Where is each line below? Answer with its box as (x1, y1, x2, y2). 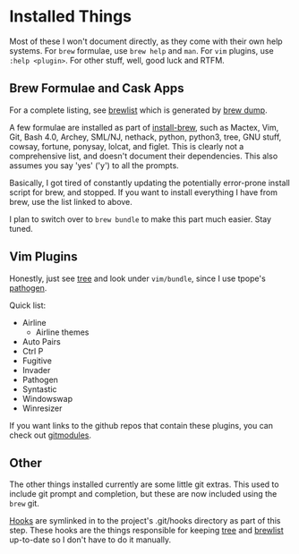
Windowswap (21, 393, 73, 404)
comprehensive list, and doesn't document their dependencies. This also (9, 150, 278, 161)
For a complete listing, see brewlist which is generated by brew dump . (9, 105, 268, 115)
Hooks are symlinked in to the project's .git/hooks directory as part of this (9, 516, 281, 526)
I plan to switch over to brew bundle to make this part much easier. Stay (9, 213, 271, 225)
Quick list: (9, 300, 47, 311)
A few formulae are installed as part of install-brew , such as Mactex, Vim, (9, 122, 279, 132)
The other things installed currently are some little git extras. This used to (9, 479, 279, 490)
